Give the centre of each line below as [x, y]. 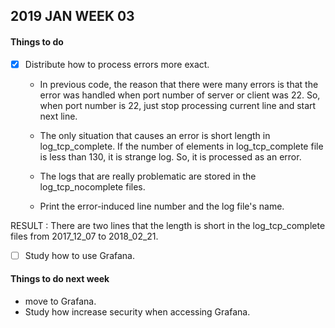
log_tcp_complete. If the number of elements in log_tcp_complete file [181, 146]
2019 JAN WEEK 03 [72, 16]
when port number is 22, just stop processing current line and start [178, 105]
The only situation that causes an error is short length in [155, 135]
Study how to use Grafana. [79, 255]
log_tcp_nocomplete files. [92, 186]
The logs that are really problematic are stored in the [148, 176]
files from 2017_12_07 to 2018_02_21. [84, 236]
